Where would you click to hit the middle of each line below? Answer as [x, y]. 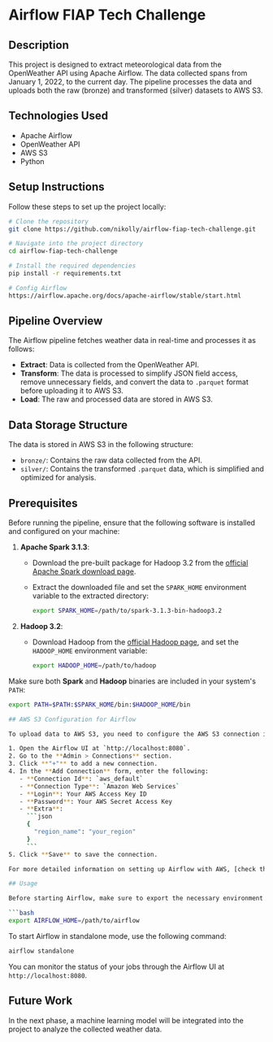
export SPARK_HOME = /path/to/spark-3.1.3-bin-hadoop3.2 [127, 611]
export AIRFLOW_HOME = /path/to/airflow [74, 921]
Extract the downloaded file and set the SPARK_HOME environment [139, 588]
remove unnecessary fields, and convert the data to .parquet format [134, 382]
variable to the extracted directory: [90, 596]
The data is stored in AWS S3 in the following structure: [101, 445]
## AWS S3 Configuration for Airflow [72, 719]
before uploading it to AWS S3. [71, 391]
